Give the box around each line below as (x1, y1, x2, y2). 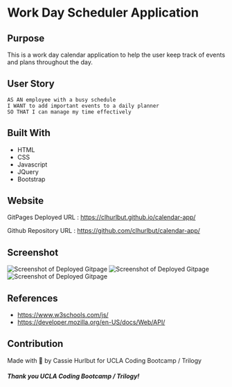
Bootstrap (17, 175, 46, 183)
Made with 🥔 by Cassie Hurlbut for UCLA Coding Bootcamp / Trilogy (7, 356, 202, 364)
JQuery (17, 167, 39, 176)
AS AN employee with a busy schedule (7, 96, 116, 103)
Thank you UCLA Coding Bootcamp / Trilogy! (7, 372, 140, 381)
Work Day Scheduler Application (7, 5, 199, 21)
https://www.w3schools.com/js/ (17, 311, 109, 319)
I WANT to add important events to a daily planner (7, 102, 159, 109)
